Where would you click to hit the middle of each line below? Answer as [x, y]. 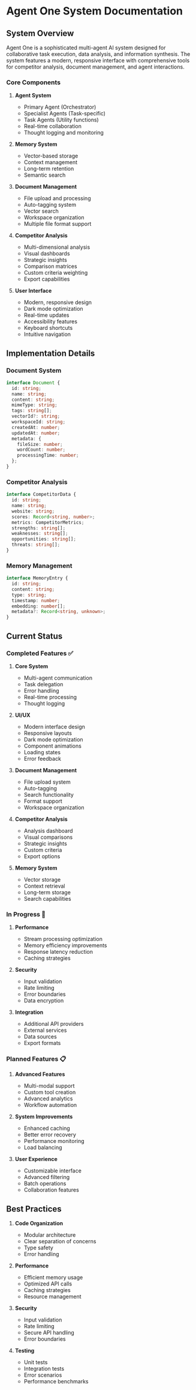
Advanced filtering [47, 1177]
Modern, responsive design [58, 302]
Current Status [34, 636]
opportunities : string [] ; [44, 539]
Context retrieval [44, 886]
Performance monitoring [54, 1141]
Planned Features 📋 [36, 1059]
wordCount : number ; [41, 450]
